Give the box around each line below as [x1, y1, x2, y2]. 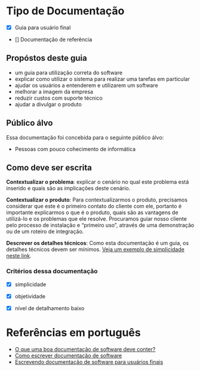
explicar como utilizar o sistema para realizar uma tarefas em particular [14, 75, 190, 82]
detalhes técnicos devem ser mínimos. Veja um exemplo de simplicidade [6, 246, 185, 253]
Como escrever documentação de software [14, 352, 122, 359]
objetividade [14, 292, 46, 299]
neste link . [6, 252, 32, 259]
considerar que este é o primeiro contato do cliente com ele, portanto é [6, 203, 182, 210]
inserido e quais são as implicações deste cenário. [6, 185, 131, 192]
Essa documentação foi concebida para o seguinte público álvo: [6, 134, 164, 141]
